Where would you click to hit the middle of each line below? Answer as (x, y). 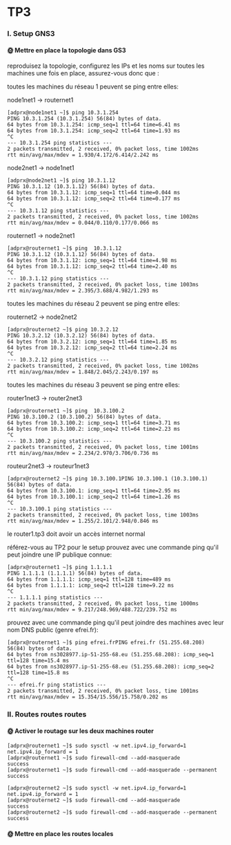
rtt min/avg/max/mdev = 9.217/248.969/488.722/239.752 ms (92, 610)
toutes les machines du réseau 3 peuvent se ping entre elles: (94, 385)
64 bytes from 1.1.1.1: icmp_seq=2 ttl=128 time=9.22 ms (91, 586)
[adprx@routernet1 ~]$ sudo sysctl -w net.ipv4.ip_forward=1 (97, 746)
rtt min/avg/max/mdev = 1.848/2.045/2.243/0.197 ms (83, 372)
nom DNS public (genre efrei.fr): (53, 630)
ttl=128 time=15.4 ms (38, 661)
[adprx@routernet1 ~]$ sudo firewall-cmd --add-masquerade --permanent (112, 770)
